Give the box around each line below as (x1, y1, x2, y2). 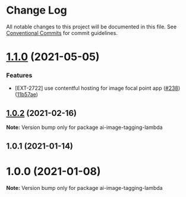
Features (6, 72, 33, 80)
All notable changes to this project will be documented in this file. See (6, 23, 177, 30)
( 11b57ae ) (14, 91, 39, 98)
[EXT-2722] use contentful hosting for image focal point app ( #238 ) (14, 85, 181, 92)
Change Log (6, 4, 67, 17)
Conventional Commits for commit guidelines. (6, 29, 118, 36)
